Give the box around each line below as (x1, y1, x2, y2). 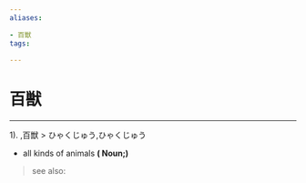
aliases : (9, 13, 43, 23)
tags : (9, 38, 30, 48)
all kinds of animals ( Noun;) (22, 147, 129, 159)
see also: (31, 166, 66, 177)
